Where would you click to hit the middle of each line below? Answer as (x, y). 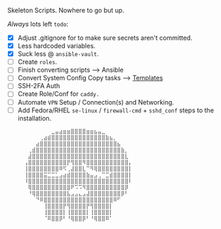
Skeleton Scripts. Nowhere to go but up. (66, 10)
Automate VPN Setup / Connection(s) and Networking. (96, 102)
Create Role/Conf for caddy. (58, 94)
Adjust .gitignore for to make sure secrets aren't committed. (105, 38)
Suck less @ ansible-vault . (58, 54)
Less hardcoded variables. (56, 46)
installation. (34, 118)
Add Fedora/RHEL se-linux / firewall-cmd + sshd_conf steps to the (116, 110)
